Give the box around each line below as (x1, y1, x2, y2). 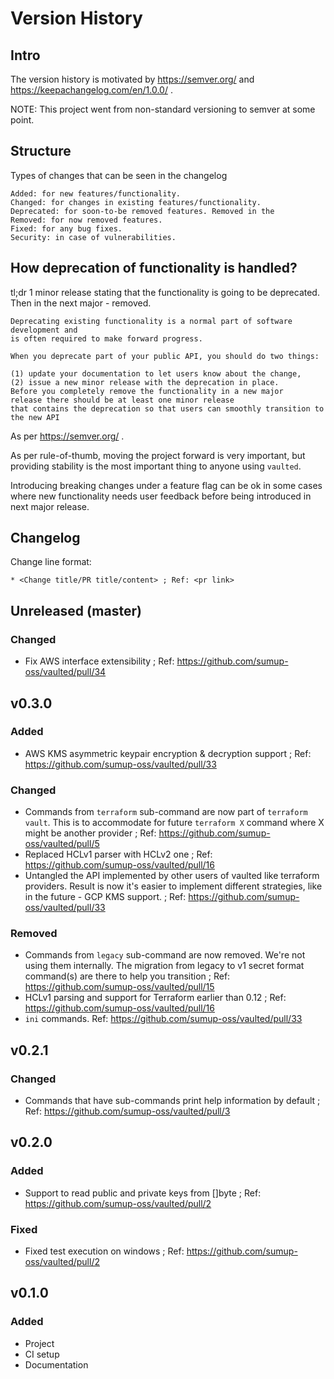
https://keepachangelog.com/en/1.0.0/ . (10, 84, 173, 96)
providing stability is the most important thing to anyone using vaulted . (10, 460, 302, 472)
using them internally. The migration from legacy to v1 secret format (24, 960, 305, 972)
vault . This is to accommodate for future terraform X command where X (24, 817, 325, 829)
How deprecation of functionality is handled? (10, 260, 298, 277)
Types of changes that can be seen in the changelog (10, 169, 228, 181)
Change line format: (10, 556, 92, 568)
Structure (10, 143, 72, 160)
